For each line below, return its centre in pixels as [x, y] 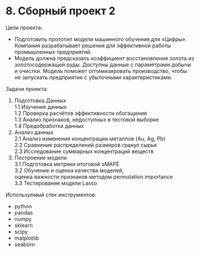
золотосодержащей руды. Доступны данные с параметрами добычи [103, 65]
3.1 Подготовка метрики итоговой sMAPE [67, 164]
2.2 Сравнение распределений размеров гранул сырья [85, 145]
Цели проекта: [24, 28]
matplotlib [27, 238]
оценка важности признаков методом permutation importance [93, 176]
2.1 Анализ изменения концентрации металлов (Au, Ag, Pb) [90, 138]
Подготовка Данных [40, 100]
